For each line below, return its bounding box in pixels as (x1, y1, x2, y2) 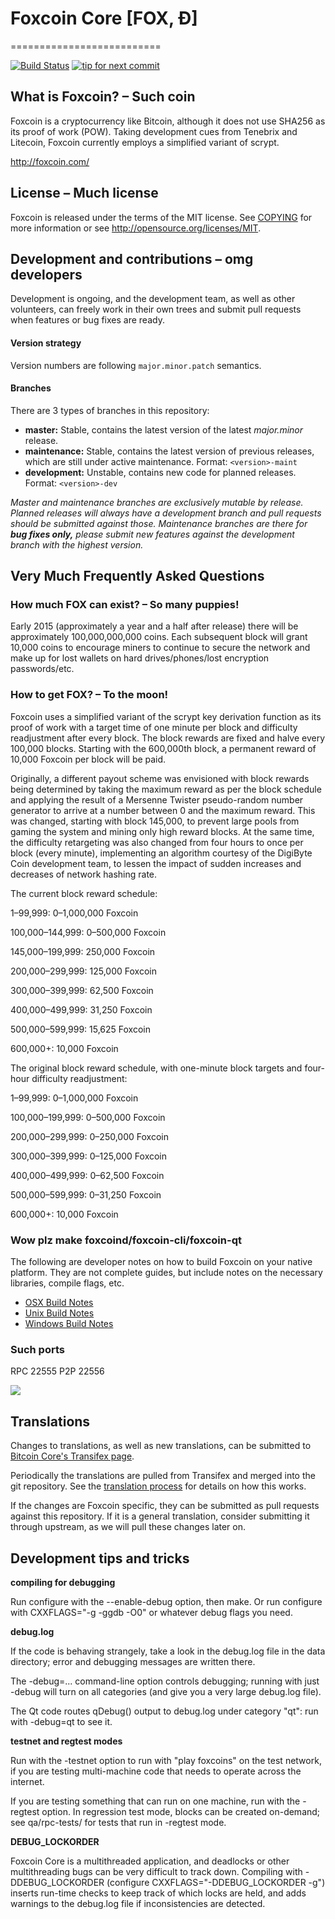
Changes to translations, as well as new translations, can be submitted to (10, 1440, 312, 1452)
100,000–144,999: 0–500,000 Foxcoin (10, 926, 167, 938)
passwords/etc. (10, 663, 75, 675)
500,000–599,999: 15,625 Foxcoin (10, 1023, 151, 1035)
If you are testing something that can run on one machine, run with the (10, 1795, 301, 1807)
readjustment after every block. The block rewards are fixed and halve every (10, 732, 326, 744)
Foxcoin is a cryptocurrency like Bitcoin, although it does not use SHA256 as (10, 115, 326, 127)
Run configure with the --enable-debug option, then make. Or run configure (10, 1595, 323, 1607)
